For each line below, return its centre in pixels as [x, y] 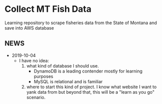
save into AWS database [29, 28]
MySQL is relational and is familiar [68, 81]
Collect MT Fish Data [48, 9]
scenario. [36, 97]
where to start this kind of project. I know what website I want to [92, 87]
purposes [44, 76]
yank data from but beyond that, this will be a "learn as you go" [90, 92]
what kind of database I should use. [63, 66]
